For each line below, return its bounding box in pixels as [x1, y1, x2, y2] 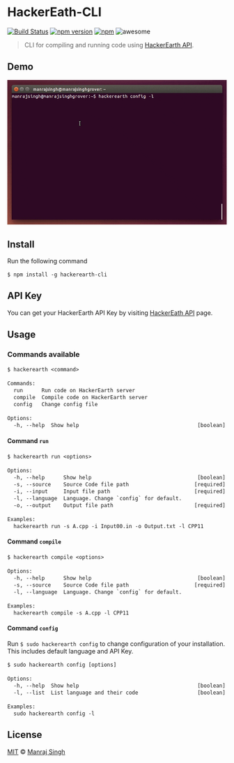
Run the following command [7, 256, 88, 265]
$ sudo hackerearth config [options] [7, 661, 117, 669]
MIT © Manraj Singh [7, 747, 65, 756]
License [7, 729, 42, 741]
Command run [7, 437, 49, 445]
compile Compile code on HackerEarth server [13, 394, 148, 401]
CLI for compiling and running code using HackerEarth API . [24, 40, 194, 49]
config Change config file [13, 401, 98, 408]
